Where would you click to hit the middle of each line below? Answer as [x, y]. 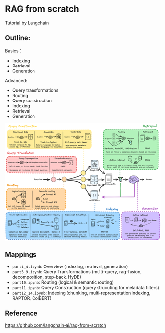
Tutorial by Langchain [27, 23]
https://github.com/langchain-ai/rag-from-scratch [56, 325]
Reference [21, 313]
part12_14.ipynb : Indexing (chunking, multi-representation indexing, [81, 293]
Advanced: [16, 80]
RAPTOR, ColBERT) [32, 298]
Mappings [21, 255]
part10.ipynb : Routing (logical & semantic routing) [63, 282]
